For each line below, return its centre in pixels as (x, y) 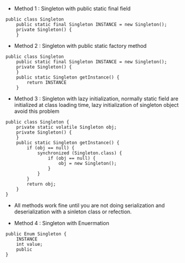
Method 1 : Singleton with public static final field (72, 9)
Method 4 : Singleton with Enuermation (62, 223)
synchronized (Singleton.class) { (79, 153)
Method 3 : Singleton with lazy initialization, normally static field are (96, 99)
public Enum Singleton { (36, 234)
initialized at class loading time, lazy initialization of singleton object (96, 105)
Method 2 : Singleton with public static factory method (80, 46)
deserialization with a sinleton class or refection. (73, 212)
